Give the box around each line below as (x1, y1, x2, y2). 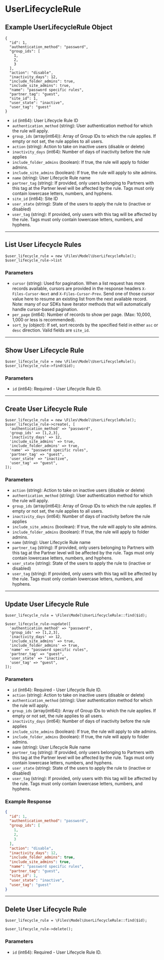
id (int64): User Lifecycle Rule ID (12, 118, 79, 123)
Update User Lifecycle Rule (5, 600, 89, 608)
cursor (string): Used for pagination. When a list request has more (12, 281, 145, 286)
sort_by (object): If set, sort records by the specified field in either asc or (12, 322, 159, 328)
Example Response (5, 798, 52, 805)
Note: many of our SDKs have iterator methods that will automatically (12, 301, 151, 307)
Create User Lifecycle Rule (5, 405, 88, 413)
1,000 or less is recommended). (12, 317, 76, 323)
